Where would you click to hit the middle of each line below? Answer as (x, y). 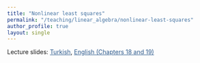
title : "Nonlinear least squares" (56, 13)
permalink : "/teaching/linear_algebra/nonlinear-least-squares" (100, 20)
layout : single (29, 33)
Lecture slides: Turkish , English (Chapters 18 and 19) (81, 52)
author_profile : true (38, 26)
